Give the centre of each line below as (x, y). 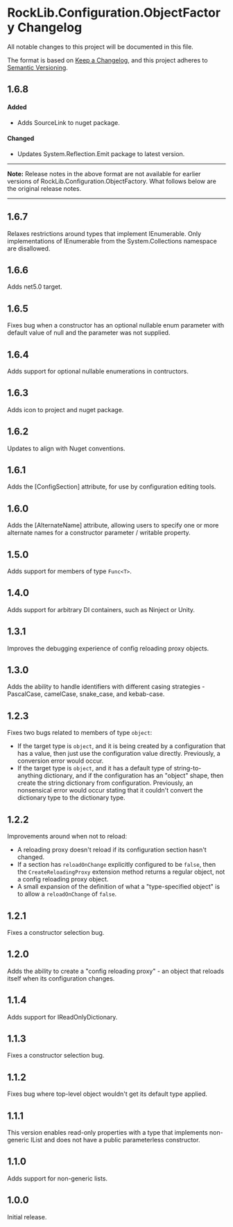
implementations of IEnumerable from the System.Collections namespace (112, 241)
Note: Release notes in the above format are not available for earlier (104, 174)
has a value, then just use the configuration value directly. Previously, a (119, 754)
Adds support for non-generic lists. (58, 1178)
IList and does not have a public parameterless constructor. (115, 1140)
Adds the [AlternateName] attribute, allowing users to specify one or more (113, 525)
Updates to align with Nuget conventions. (66, 448)
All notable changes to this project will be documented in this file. (101, 46)
